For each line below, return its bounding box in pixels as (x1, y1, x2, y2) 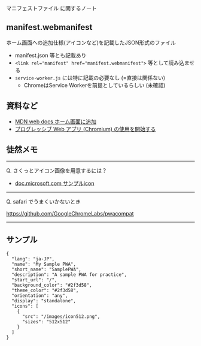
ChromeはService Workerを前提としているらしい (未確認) (23, 81, 166, 89)
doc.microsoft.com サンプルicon (14, 180, 95, 187)
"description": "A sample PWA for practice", (11, 272, 127, 278)
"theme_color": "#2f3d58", (11, 287, 79, 294)
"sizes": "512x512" (22, 319, 71, 325)
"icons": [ (11, 303, 39, 309)
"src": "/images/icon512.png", (22, 314, 100, 320)
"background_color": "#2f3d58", (11, 283, 93, 289)
